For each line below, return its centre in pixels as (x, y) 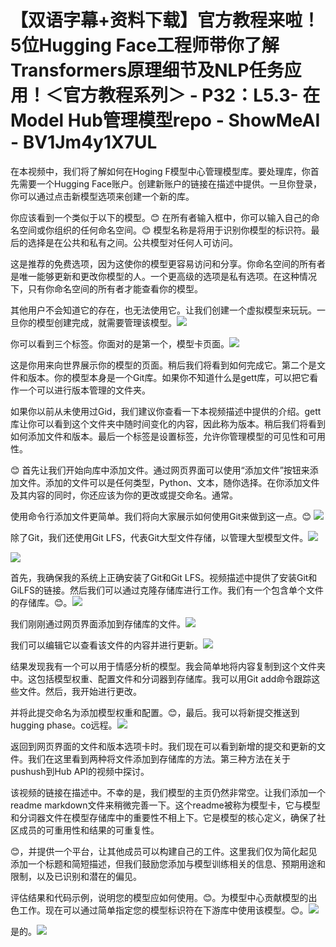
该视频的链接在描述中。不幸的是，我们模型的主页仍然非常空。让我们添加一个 (168, 792)
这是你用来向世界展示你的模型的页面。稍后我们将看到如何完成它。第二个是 (163, 365)
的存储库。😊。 (41, 602)
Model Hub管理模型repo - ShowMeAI (165, 120)
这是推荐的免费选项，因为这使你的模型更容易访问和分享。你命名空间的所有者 (168, 263)
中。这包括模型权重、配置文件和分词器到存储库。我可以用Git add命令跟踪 (161, 678)
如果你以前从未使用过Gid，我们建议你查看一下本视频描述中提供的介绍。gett (166, 411)
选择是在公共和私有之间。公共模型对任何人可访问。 (132, 242)
